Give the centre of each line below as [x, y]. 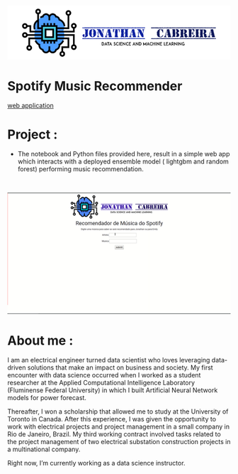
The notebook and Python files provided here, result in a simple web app [124, 154]
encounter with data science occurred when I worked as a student [104, 375]
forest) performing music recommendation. [80, 169]
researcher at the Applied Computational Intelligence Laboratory [101, 383]
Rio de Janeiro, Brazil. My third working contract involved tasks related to [114, 434]
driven [17, 367]
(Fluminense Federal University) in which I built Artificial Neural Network [113, 390]
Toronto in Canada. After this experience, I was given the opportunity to [112, 419]
